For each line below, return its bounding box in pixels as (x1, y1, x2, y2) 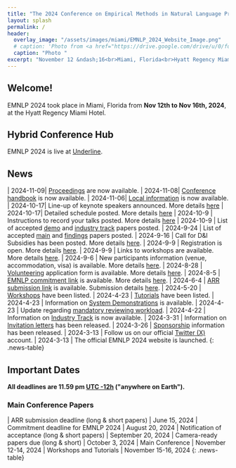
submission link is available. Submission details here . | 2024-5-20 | (7, 284, 202, 292)
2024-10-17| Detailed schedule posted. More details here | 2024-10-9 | (7, 209, 213, 217)
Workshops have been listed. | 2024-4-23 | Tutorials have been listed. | (7, 291, 214, 300)
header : (7, 30, 30, 37)
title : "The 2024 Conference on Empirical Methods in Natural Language (7, 10, 221, 18)
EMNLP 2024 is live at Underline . (7, 147, 103, 156)
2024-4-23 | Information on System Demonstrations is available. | (7, 298, 198, 307)
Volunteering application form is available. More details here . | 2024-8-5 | (7, 269, 221, 277)
